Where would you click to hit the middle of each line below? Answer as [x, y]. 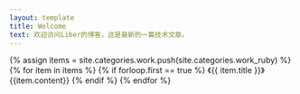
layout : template [42, 18]
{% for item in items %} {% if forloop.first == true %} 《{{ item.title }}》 [137, 70]
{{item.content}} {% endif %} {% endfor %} [90, 80]
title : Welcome [38, 26]
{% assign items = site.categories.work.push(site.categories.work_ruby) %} [150, 61]
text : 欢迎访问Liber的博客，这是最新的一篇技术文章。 [99, 34]
